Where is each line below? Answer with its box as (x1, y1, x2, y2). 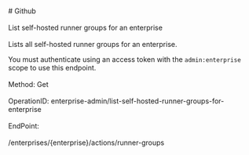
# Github (8, 6, 37, 16)
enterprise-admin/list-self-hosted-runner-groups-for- (50, 96, 225, 106)
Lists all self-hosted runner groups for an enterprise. (8, 40, 178, 49)
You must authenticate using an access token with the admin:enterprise (8, 55, 241, 64)
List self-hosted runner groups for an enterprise (8, 23, 163, 32)
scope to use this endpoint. (8, 63, 97, 72)
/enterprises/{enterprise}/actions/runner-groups (8, 138, 165, 147)
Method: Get (8, 80, 49, 88)
